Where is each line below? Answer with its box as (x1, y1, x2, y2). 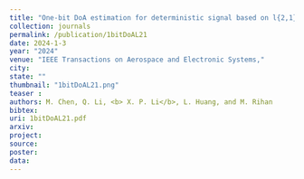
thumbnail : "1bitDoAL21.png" (9, 80, 119, 89)
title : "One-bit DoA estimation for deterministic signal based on (9, 13, 270, 23)
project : (9, 131, 43, 140)
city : (9, 64, 30, 73)
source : (9, 139, 39, 148)
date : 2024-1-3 (9, 38, 67, 48)
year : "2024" (9, 47, 59, 56)
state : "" (9, 72, 47, 81)
